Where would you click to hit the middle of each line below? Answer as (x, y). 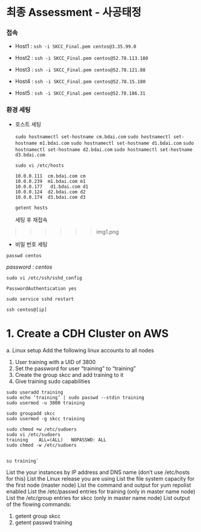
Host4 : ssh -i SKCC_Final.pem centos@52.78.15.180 (80, 82)
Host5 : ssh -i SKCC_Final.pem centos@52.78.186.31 (80, 93)
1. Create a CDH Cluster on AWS (88, 333)
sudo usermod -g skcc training (46, 418)
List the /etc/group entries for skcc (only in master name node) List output (98, 498)
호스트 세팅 (28, 124)
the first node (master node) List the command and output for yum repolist (99, 485)
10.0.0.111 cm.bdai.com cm (50, 176)
